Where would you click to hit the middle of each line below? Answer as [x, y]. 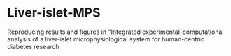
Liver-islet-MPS [54, 13]
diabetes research [33, 46]
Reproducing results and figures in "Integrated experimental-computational [115, 32]
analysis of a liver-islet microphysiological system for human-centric [106, 39]
